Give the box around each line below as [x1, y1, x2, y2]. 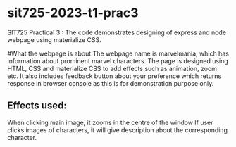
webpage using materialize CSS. [7, 35, 102, 44]
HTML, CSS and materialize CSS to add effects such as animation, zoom [7, 64, 217, 72]
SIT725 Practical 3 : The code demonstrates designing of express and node [7, 28, 227, 37]
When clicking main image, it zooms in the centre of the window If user [7, 118, 213, 127]
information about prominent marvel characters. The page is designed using [7, 56, 229, 65]
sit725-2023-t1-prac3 [7, 5, 139, 21]
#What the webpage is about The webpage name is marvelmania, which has [7, 49, 229, 58]
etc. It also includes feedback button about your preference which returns [7, 72, 222, 80]
